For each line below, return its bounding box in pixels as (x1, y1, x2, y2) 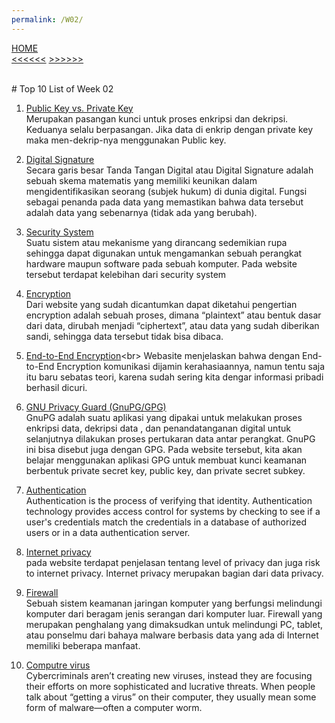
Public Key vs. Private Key (25, 102, 134, 114)
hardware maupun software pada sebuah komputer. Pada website (25, 257, 298, 270)
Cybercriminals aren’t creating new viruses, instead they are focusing (25, 669, 313, 681)
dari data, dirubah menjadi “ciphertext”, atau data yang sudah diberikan (25, 319, 320, 331)
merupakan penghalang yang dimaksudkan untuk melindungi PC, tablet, (25, 618, 324, 630)
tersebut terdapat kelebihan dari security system (25, 268, 227, 280)
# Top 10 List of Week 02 (11, 82, 114, 95)
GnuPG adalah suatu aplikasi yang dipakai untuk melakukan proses (25, 411, 303, 423)
